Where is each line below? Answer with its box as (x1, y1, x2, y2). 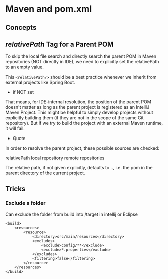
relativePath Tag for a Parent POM (5, 40, 114, 48)
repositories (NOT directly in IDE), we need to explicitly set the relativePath (5, 59, 159, 65)
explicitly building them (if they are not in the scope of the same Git (5, 115, 144, 121)
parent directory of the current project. (5, 170, 85, 176)
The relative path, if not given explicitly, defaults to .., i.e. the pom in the (5, 165, 153, 171)
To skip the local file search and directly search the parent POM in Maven (5, 53, 157, 59)
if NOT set (12, 89, 34, 95)
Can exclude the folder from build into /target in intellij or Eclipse (5, 211, 138, 217)
